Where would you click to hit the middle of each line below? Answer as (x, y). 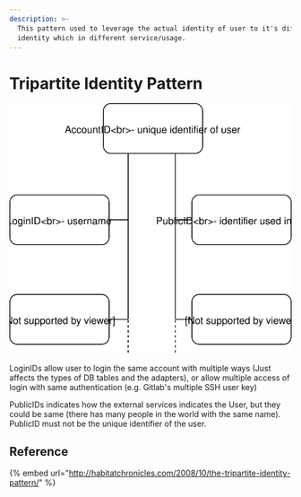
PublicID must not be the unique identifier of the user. (108, 423)
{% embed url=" (39, 473)
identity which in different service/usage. (102, 38)
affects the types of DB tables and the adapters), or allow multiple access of (150, 378)
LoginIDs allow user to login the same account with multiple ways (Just (140, 368)
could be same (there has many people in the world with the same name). (145, 414)
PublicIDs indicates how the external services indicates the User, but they (145, 405)
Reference (39, 452)
